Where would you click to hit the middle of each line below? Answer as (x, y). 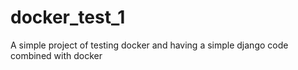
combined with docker (56, 55)
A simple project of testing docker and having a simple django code (149, 45)
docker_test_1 (68, 17)
